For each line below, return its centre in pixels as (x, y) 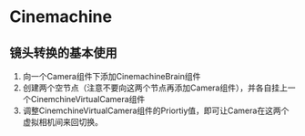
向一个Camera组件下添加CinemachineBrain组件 (112, 76)
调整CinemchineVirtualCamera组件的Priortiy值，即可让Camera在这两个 (156, 110)
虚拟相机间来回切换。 (62, 122)
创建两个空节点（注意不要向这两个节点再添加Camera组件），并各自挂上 (155, 88)
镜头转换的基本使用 (63, 52)
